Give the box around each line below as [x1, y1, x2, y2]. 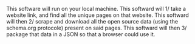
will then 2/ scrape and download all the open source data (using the [6, 18, 178, 25]
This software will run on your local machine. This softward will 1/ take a [6, 5, 186, 12]
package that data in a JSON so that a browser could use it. [6, 31, 156, 38]
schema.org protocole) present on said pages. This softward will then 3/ [6, 24, 187, 31]
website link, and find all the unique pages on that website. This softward [6, 11, 190, 19]
